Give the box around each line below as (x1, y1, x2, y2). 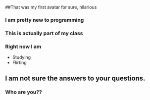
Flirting (12, 59, 27, 66)
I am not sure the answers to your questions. (5, 74, 146, 82)
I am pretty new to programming (5, 16, 84, 23)
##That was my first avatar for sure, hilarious (5, 4, 97, 10)
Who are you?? (5, 89, 42, 96)
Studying (12, 54, 31, 60)
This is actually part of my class (5, 30, 83, 37)
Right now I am (5, 43, 42, 50)
